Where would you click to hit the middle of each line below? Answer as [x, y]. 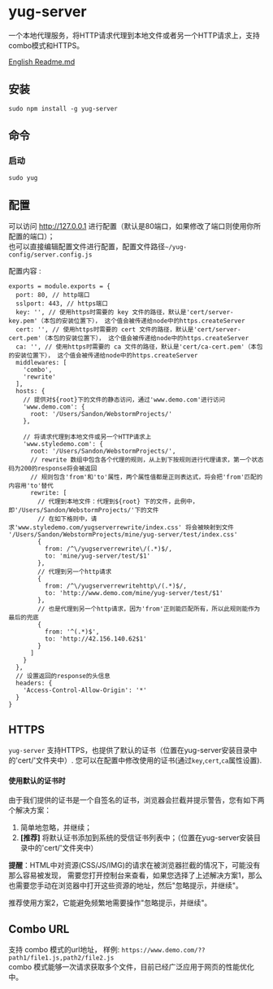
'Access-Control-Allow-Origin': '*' [85, 690]
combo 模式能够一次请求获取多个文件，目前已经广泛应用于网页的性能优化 [131, 967]
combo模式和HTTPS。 [46, 45]
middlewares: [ [41, 363]
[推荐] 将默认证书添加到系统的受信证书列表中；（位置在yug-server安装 [137, 838]
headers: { [34, 683]
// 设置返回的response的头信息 [63, 676]
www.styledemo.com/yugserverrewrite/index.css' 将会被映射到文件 [126, 527]
